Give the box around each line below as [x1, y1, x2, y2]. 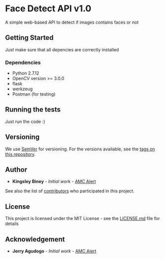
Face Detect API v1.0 [5, 3, 91, 14]
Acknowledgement [5, 235, 65, 243]
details [5, 221, 19, 227]
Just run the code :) [5, 118, 45, 124]
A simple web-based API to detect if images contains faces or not [5, 19, 139, 25]
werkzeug [12, 86, 33, 92]
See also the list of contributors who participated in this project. [5, 188, 135, 194]
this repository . [5, 151, 36, 157]
